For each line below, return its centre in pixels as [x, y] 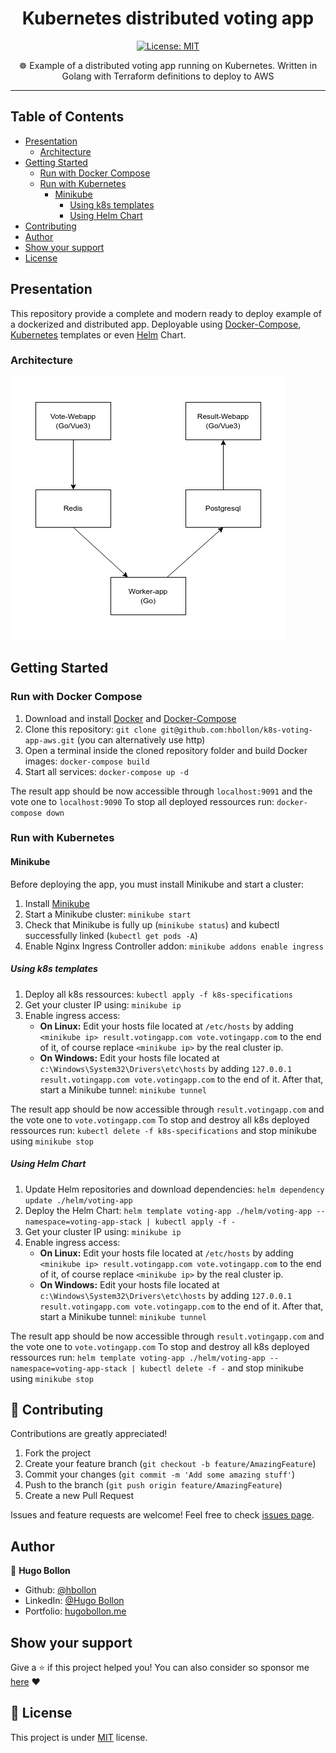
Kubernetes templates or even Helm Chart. [98, 334]
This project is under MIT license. [79, 1737]
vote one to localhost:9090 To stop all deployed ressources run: [142, 801]
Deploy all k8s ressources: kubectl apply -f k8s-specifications [158, 994]
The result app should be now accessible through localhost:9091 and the [161, 791]
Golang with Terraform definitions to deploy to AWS [168, 76]
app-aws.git [49, 740]
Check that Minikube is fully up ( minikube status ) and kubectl [152, 924]
